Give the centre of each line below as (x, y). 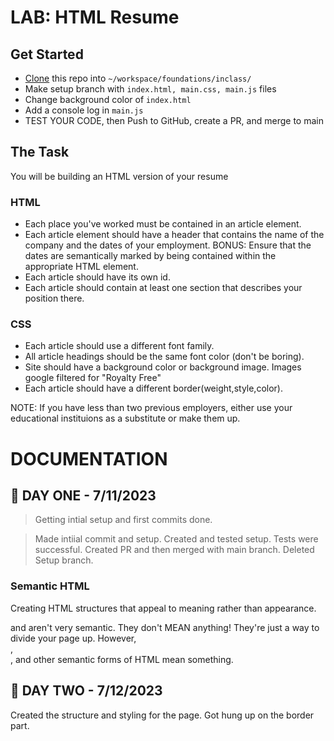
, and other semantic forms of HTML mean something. (122, 659)
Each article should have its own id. (97, 277)
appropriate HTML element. (81, 267)
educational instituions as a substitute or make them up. (125, 418)
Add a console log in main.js (84, 110)
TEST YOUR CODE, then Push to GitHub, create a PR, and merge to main (174, 120)
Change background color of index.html (108, 99)
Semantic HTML (50, 586)
